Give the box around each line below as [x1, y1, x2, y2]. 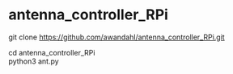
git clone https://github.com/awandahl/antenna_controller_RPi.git [8, 32, 225, 42]
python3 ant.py [8, 56, 59, 66]
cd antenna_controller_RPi [8, 47, 95, 57]
